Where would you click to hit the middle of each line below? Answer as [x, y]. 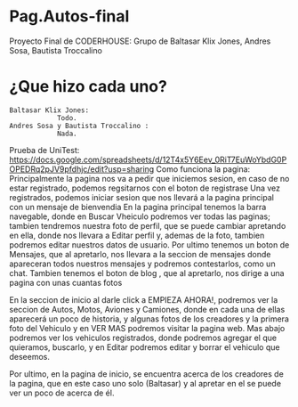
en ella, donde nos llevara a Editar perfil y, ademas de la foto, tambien [137, 235]
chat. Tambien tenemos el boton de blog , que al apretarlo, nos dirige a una [147, 273]
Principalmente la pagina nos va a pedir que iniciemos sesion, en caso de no [149, 178]
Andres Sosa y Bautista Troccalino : [79, 126]
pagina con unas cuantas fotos [66, 282]
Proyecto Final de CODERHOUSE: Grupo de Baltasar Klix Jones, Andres [140, 41]
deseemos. [30, 356]
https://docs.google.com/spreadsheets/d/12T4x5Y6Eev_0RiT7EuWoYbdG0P [148, 159]
